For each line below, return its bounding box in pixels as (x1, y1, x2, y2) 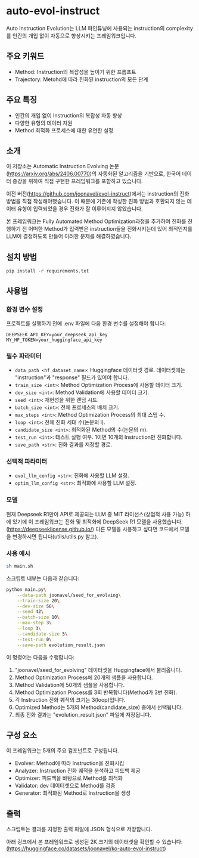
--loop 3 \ (17, 625, 42, 631)
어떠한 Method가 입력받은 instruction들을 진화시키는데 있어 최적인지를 (28, 225, 192, 233)
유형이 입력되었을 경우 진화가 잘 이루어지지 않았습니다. (17, 205, 143, 212)
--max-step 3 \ (17, 620, 52, 626)
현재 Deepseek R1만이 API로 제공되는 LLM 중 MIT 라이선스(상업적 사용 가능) (6, 510, 185, 518)
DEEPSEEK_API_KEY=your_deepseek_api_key (6, 332, 108, 337)
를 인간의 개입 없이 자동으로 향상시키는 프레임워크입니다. (6, 32, 137, 39)
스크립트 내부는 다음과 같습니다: (6, 574, 80, 582)
